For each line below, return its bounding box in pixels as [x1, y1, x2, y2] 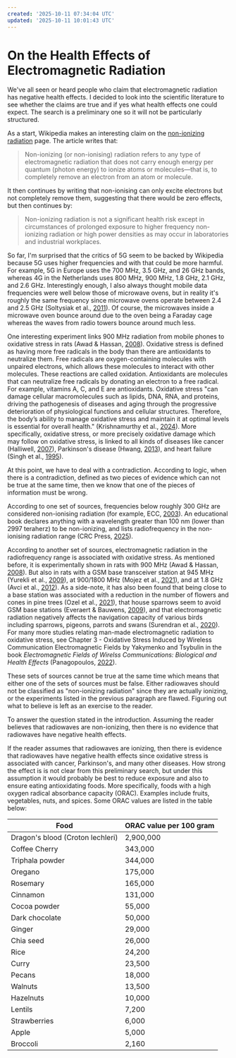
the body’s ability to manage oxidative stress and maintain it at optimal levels [7, 415, 230, 423]
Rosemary [11, 879, 44, 889]
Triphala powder [11, 856, 65, 865]
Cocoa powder [11, 901, 60, 911]
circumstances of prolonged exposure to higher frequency [24, 223, 195, 231]
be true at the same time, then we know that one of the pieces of [7, 481, 195, 490]
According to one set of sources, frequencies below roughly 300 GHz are [7, 502, 221, 511]
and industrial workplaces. [24, 238, 102, 246]
